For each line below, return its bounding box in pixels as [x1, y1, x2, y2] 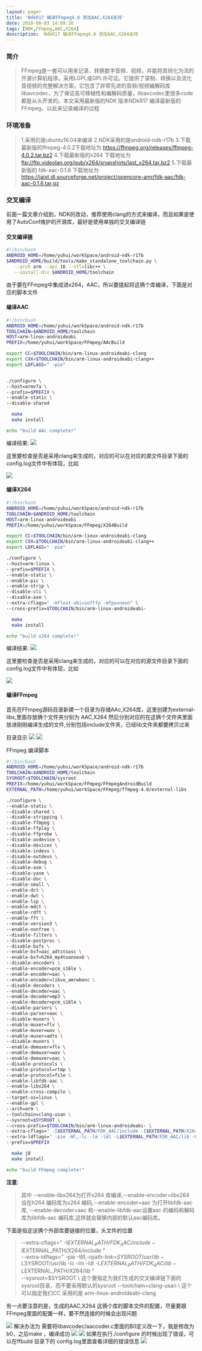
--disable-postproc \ [6, 937, 61, 944]
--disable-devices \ [6, 842, 58, 848]
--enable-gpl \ [6, 1100, 44, 1107]
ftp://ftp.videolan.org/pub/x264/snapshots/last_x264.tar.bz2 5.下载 [20, 159, 187, 166]
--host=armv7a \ [6, 384, 47, 390]
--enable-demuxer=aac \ [6, 1055, 66, 1061]
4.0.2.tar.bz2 [20, 151, 53, 159]
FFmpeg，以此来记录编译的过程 [20, 105, 100, 112]
